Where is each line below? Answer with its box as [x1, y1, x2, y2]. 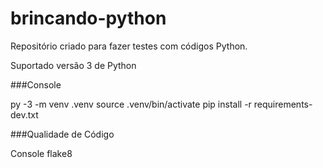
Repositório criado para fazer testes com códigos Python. [10, 40, 248, 52]
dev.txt [10, 108, 39, 121]
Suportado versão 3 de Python [10, 59, 137, 71]
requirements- [253, 98, 313, 110]
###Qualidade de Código [10, 128, 115, 140]
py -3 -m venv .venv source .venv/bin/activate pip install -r [10, 98, 252, 110]
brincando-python [10, 7, 167, 30]
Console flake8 [10, 147, 73, 159]
